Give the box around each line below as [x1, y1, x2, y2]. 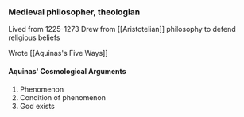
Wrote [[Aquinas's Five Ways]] [8, 49, 109, 58]
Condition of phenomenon [19, 92, 106, 102]
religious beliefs [8, 33, 60, 42]
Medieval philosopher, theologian [8, 6, 141, 18]
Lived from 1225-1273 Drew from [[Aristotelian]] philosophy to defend [8, 25, 236, 34]
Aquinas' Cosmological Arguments [8, 66, 126, 76]
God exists [19, 101, 56, 111]
